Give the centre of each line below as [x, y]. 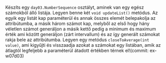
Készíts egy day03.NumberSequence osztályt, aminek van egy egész [75, 7]
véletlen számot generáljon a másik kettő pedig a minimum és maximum [81, 29]
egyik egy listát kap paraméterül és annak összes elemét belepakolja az [81, 18]
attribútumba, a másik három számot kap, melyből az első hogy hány [77, 23]
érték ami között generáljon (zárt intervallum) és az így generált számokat [83, 34]
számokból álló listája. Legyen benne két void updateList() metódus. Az [82, 13]
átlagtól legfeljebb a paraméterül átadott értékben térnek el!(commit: [77, 51]
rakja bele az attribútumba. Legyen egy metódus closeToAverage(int [77, 40]
